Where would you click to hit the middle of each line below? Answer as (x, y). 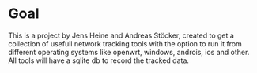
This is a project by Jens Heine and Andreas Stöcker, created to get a (121, 35)
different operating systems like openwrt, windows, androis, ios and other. (129, 52)
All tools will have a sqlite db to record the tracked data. (99, 60)
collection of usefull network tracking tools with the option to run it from (125, 43)
